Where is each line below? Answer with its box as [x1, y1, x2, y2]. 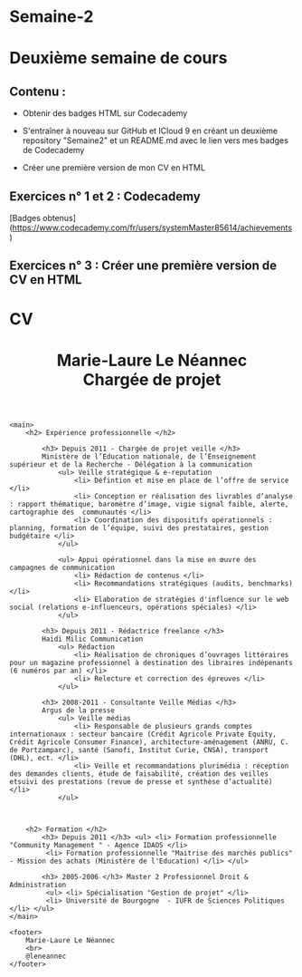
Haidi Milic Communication [42, 634, 144, 643]
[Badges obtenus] [9, 213, 77, 223]
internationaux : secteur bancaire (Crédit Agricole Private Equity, [9, 730, 278, 739]
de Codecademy [22, 145, 85, 156]
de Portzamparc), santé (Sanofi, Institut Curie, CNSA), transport [9, 745, 269, 754]
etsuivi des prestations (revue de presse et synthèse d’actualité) [9, 777, 273, 786]
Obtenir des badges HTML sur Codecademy [22, 108, 188, 119]
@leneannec [25, 952, 67, 961]
